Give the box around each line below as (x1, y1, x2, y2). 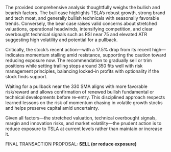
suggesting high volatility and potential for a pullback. (5, 37, 118, 43)
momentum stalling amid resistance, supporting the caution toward (25, 52, 166, 58)
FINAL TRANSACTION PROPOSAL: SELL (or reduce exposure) (5, 141, 137, 147)
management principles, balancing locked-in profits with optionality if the (5, 68, 159, 74)
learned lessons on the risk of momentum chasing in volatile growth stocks (5, 100, 163, 106)
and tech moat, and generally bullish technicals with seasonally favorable (5, 15, 159, 21)
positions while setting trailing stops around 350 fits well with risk (5, 63, 143, 69)
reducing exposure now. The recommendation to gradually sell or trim (5, 57, 152, 63)
